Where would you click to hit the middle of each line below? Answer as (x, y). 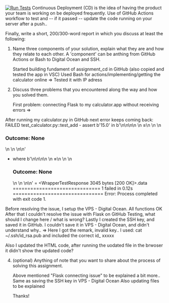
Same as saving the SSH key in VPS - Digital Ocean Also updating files (86, 281)
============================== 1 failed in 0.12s (73, 188)
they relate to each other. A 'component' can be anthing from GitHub (84, 54)
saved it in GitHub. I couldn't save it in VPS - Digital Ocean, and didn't (77, 224)
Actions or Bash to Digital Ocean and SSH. (57, 59)
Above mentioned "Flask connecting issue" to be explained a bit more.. (86, 275)
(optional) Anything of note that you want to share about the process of (87, 260)
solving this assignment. (38, 266)
